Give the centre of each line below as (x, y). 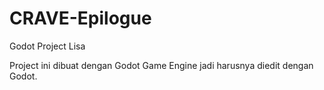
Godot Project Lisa (47, 46)
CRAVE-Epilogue (80, 18)
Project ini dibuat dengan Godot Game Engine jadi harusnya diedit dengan (161, 65)
